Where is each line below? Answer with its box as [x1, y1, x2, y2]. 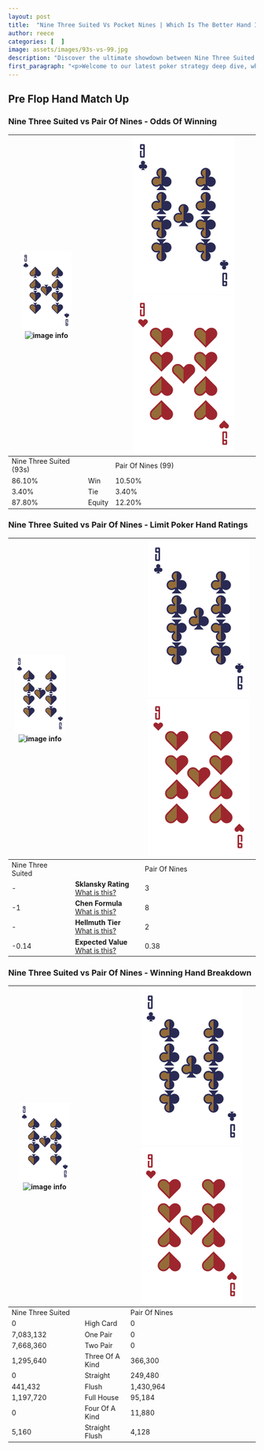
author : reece [8, 29, 55, 37]
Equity [87, 498, 108, 507]
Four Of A [84, 1404, 116, 1413]
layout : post [8, 13, 51, 20]
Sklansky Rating [75, 879, 130, 888]
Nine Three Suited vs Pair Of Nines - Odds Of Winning [8, 116, 218, 127]
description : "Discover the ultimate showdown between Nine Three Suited [8, 54, 255, 62]
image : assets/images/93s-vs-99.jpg [8, 46, 128, 54]
